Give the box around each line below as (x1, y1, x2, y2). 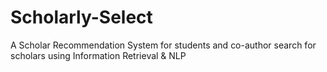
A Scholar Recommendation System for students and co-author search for (10, 39, 317, 51)
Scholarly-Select (10, 6, 153, 29)
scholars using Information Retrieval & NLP (10, 49, 187, 61)
